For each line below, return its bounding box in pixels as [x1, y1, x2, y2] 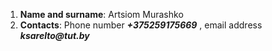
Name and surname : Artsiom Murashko [19, 9, 184, 20]
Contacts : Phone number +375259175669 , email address [19, 19, 263, 31]
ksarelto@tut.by [19, 30, 90, 41]
